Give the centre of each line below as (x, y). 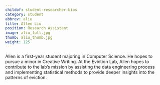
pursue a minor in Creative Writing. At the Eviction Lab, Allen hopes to (77, 61)
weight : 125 (18, 42)
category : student (24, 14)
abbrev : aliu (19, 19)
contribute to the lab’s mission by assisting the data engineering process (80, 67)
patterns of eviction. (26, 77)
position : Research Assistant (37, 28)
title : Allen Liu (23, 24)
